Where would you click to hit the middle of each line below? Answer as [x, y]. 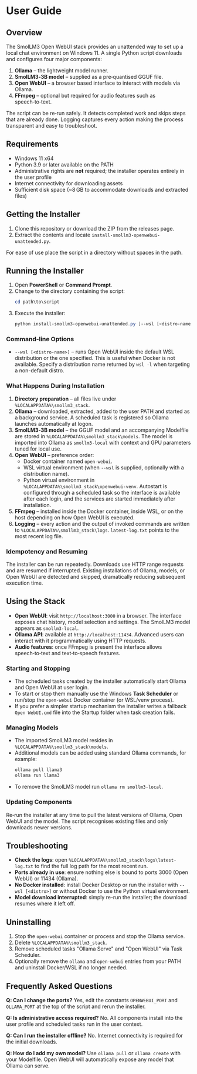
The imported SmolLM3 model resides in [64, 741]
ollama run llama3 [37, 776]
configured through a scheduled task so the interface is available [102, 492]
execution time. [25, 583]
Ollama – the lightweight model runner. [62, 71]
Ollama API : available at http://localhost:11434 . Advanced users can [99, 634]
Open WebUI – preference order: [54, 455]
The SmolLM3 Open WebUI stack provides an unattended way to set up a [95, 46]
